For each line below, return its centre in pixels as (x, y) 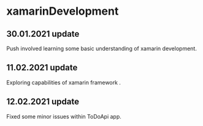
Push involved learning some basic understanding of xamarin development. (102, 48)
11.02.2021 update (42, 68)
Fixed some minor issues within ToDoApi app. (64, 116)
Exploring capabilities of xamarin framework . (64, 82)
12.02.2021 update (43, 102)
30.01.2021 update (43, 34)
